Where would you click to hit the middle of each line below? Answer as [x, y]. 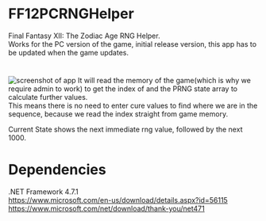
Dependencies [57, 170]
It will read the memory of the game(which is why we [165, 81]
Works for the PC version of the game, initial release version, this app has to [132, 44]
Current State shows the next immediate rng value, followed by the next [125, 130]
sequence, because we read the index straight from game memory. [118, 114]
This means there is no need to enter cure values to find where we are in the [133, 106]
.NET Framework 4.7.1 [43, 192]
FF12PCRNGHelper [71, 14]
